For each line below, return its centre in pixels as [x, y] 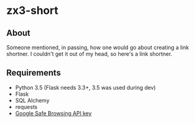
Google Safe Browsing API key [53, 113]
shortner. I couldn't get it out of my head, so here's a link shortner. [89, 54]
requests [26, 107]
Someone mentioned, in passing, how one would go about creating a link [98, 47]
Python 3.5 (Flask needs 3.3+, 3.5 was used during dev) [85, 87]
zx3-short [32, 11]
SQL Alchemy [32, 100]
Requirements [34, 73]
